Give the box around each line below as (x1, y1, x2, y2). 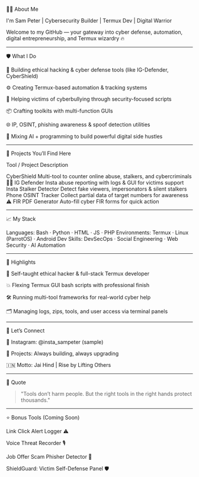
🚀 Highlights (6, 259, 36, 266)
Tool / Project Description (6, 162, 69, 168)
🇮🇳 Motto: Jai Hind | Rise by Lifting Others (6, 362, 111, 368)
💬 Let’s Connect (6, 327, 45, 334)
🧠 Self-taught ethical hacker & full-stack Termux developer (6, 270, 150, 277)
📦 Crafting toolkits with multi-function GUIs (6, 107, 114, 114)
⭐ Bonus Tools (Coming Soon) (6, 414, 80, 421)
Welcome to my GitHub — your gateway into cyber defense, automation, (6, 28, 183, 36)
